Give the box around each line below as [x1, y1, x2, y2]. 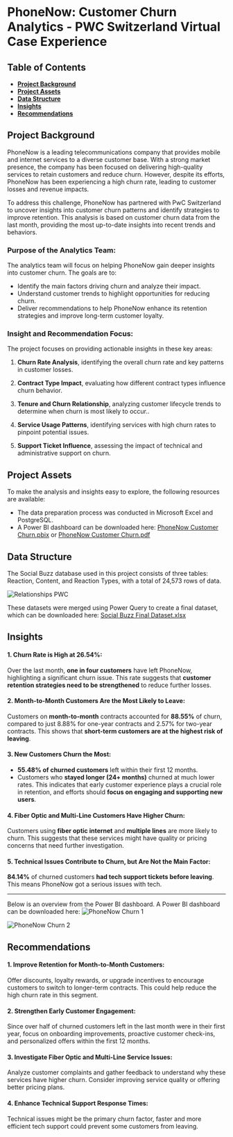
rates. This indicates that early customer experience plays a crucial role [17, 780, 222, 789]
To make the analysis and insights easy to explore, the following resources [7, 487, 220, 496]
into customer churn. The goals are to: [7, 268, 116, 277]
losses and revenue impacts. [7, 185, 89, 193]
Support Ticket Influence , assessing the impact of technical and [17, 442, 203, 450]
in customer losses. [17, 366, 74, 374]
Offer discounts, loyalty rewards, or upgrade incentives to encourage [7, 976, 205, 985]
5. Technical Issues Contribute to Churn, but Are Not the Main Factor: [7, 857, 211, 866]
